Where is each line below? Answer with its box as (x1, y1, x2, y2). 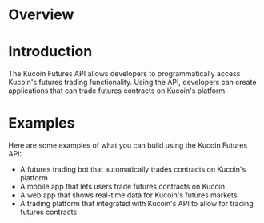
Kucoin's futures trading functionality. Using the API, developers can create (8, 78, 257, 87)
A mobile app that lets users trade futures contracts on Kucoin (19, 182, 226, 192)
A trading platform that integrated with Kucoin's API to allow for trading (19, 199, 254, 209)
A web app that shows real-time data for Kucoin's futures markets (19, 190, 238, 200)
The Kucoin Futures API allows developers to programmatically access (8, 69, 241, 79)
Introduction (8, 43, 93, 61)
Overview (8, 6, 74, 24)
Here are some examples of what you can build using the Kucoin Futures (8, 140, 248, 150)
